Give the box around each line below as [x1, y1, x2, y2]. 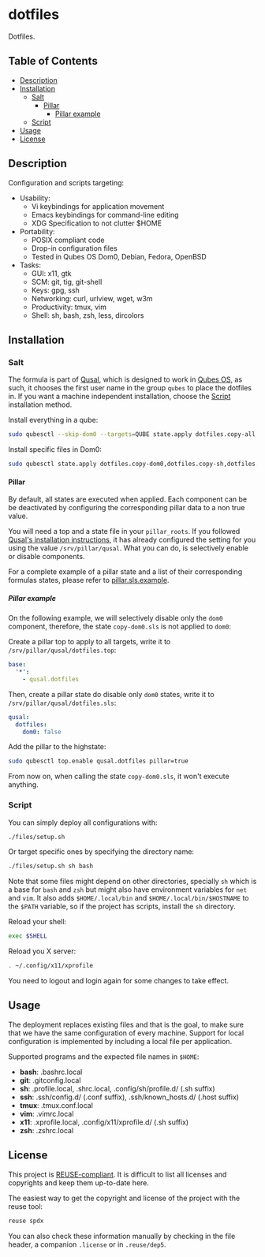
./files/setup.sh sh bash [8, 862, 93, 871]
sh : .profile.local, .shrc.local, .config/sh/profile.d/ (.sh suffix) [19, 1084, 215, 1093]
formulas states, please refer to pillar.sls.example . [8, 576, 170, 585]
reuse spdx [8, 1217, 44, 1225]
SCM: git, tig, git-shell [31, 277, 103, 286]
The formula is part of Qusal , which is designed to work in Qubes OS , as [8, 375, 243, 384]
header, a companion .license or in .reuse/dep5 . [8, 1240, 167, 1249]
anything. [8, 780, 39, 789]
